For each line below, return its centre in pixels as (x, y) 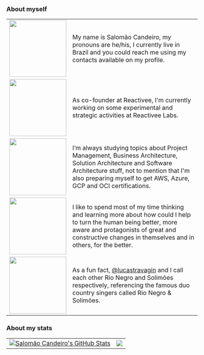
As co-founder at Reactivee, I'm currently (132, 100)
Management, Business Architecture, (125, 155)
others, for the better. (103, 245)
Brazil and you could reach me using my (129, 52)
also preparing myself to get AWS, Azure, (131, 178)
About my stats (29, 328)
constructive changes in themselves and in (133, 237)
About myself (27, 9)
